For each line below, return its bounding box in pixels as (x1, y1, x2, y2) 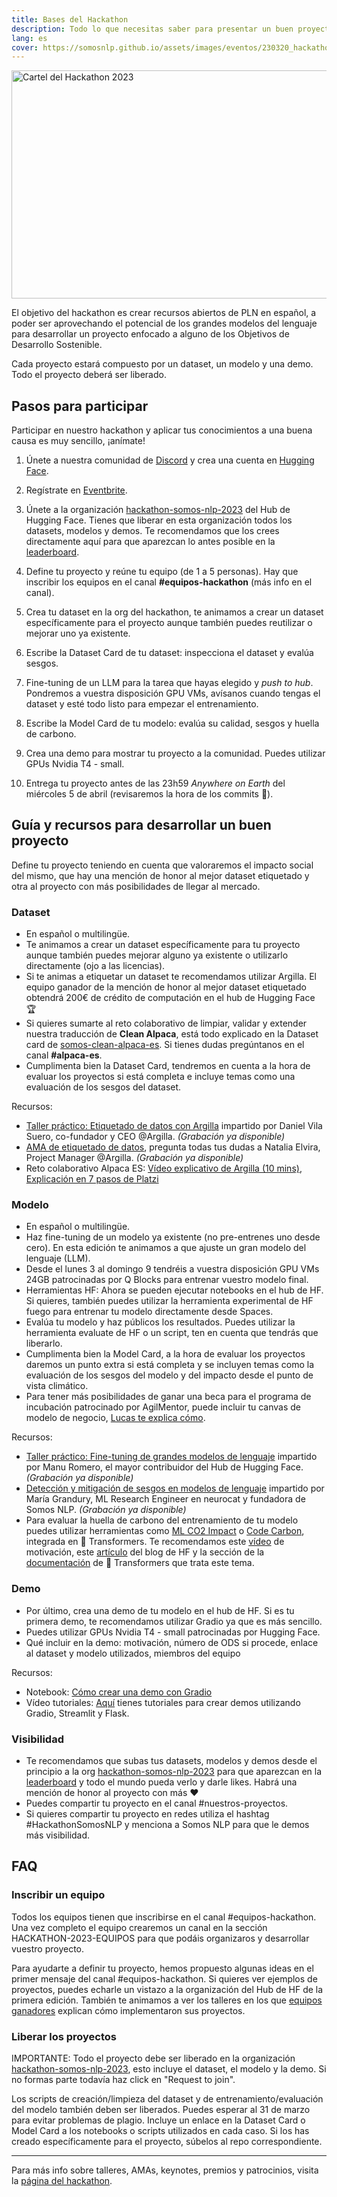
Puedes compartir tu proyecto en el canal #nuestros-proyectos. (25, 1797, 289, 1810)
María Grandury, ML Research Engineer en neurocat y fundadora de (25, 1493, 306, 1505)
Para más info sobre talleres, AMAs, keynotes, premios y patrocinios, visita (11, 2164, 319, 2176)
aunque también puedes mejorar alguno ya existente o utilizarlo (25, 949, 289, 961)
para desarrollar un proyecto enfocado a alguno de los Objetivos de (11, 328, 290, 340)
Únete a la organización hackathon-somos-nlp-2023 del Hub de (25, 504, 291, 516)
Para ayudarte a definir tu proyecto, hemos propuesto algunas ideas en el (11, 1962, 314, 1974)
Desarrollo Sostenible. (11, 339, 103, 351)
